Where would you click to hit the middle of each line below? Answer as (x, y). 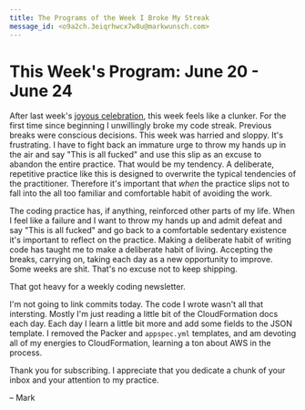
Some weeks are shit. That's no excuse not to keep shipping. (124, 269)
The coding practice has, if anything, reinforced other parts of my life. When (152, 211)
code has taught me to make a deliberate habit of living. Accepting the (141, 250)
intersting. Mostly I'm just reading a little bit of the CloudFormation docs (144, 314)
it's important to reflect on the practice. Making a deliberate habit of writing (150, 240)
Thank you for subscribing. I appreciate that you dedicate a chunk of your (147, 371)
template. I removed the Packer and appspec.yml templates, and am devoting (153, 333)
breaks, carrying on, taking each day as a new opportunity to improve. (141, 260)
